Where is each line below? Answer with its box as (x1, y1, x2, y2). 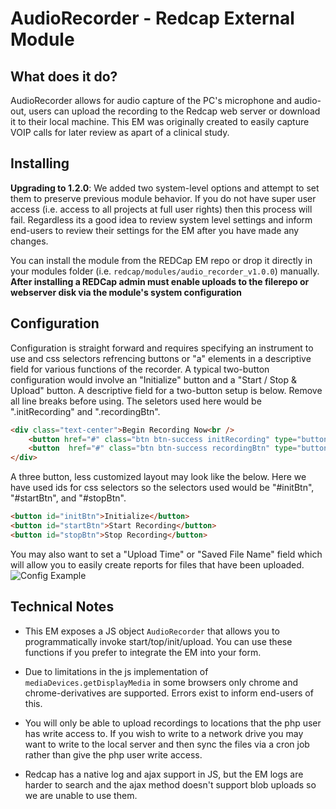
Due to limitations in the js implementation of (24, 665, 209, 677)
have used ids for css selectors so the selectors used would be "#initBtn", (10, 482, 315, 494)
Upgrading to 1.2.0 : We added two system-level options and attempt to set (10, 182, 320, 194)
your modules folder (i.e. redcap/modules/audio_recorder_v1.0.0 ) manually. (10, 265, 320, 277)
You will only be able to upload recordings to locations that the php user (24, 717, 322, 729)
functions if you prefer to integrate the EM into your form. (24, 646, 262, 658)
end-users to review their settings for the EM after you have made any (10, 224, 300, 236)
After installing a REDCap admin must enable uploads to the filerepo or (10, 275, 310, 287)
